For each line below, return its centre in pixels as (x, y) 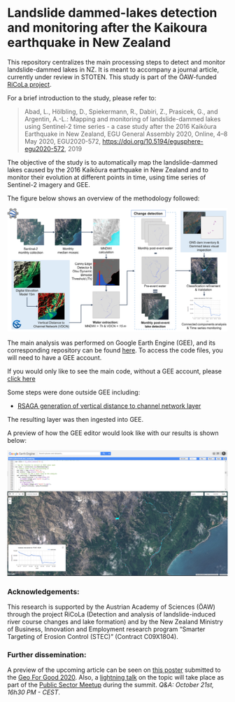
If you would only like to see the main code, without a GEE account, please (115, 371)
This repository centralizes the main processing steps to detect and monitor (116, 62)
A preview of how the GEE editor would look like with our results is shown (113, 433)
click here (22, 378)
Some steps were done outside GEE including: (74, 392)
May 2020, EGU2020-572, (63, 141)
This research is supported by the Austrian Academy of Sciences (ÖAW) (111, 607)
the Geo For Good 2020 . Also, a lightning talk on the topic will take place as (116, 677)
